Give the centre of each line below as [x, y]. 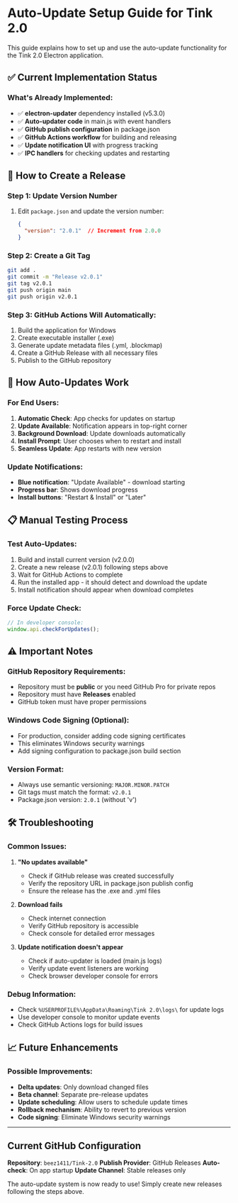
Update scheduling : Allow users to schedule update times [103, 1102]
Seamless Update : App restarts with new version [89, 448]
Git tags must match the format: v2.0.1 [74, 792]
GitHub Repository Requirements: [67, 671]
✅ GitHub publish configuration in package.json [89, 129]
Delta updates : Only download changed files [83, 1087]
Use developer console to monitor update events [89, 1017]
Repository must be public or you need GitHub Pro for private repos [117, 687]
